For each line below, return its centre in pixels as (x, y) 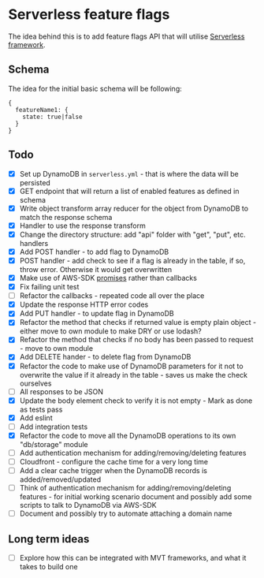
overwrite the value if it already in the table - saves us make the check (134, 375)
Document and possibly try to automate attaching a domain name (126, 513)
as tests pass (41, 409)
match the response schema (66, 217)
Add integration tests (54, 427)
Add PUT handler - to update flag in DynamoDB (97, 314)
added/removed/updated (60, 479)
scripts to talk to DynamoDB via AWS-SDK (88, 505)
